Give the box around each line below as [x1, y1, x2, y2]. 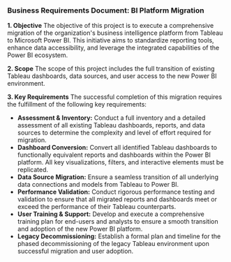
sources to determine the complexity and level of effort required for [17, 128, 211, 137]
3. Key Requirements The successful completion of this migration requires [7, 93, 222, 101]
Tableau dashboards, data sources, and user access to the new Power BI [7, 72, 217, 80]
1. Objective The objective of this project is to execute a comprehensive [7, 22, 214, 30]
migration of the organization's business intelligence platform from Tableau [7, 29, 223, 37]
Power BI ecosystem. [7, 51, 68, 59]
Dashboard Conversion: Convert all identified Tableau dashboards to [17, 144, 218, 152]
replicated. [17, 166, 49, 174]
